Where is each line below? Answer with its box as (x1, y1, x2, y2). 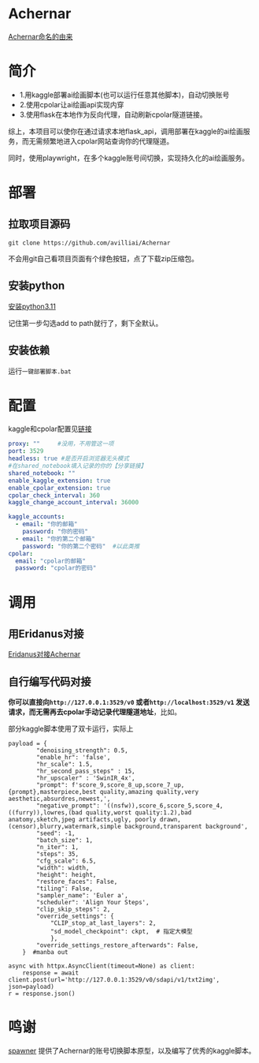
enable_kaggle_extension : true (8, 477, 111, 485)
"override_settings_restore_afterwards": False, (36, 941, 199, 949)
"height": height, (36, 871, 97, 879)
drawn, (159, 816, 181, 824)
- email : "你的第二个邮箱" (15, 534, 96, 543)
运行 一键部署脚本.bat (8, 366, 72, 376)
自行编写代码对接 (8, 675, 91, 688)
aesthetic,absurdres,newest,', (8, 795, 111, 803)
